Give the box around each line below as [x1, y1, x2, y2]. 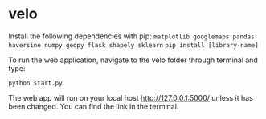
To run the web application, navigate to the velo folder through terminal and [8, 55, 259, 65]
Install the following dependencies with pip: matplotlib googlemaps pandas [8, 31, 255, 41]
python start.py [8, 79, 63, 87]
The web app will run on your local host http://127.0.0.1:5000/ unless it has [8, 93, 253, 102]
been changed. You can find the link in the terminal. [8, 101, 179, 111]
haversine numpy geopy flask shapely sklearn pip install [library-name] [8, 41, 259, 49]
